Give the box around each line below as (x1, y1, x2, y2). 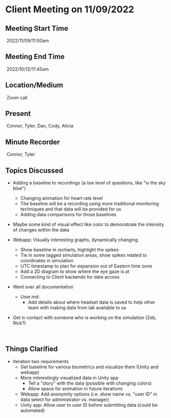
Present (5, 109, 31, 118)
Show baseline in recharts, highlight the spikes (20, 247, 119, 253)
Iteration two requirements (12, 358, 69, 364)
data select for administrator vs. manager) (20, 396, 109, 403)
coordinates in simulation (20, 258, 74, 264)
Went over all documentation (12, 284, 74, 290)
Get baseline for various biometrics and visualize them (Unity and (20, 364, 159, 370)
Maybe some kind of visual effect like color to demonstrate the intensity (12, 221, 164, 227)
